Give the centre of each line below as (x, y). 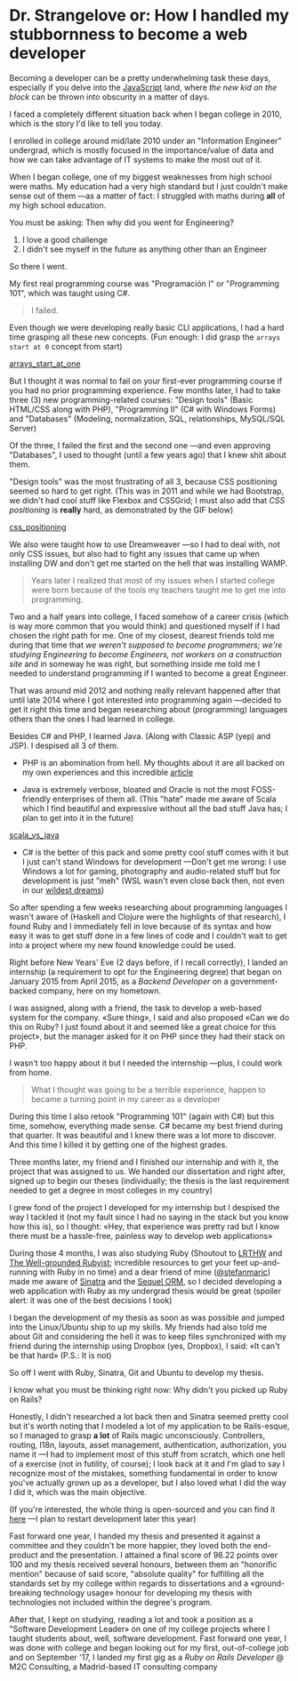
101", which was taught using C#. (70, 293)
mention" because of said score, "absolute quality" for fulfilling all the (137, 1573)
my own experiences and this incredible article (108, 772)
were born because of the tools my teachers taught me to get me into (158, 590)
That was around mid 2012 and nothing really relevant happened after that (145, 690)
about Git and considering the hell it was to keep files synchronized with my (148, 1336)
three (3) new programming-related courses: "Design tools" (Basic (131, 399)
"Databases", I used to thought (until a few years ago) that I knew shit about (148, 454)
